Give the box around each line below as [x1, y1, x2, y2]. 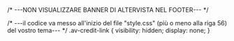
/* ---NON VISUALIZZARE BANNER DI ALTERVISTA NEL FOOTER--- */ [7, 6, 209, 14]
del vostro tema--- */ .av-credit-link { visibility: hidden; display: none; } [7, 27, 211, 34]
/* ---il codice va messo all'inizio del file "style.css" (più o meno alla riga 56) [7, 19, 227, 27]
